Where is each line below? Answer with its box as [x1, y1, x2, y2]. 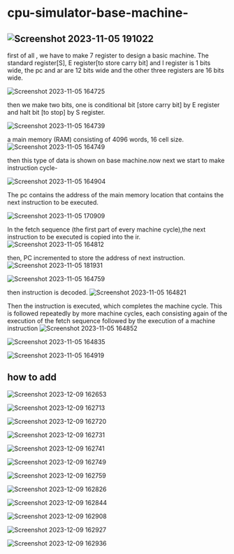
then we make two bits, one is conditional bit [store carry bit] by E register [7, 101, 220, 109]
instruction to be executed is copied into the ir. [7, 233, 141, 241]
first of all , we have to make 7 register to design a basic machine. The [7, 51, 210, 59]
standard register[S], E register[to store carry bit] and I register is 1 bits [7, 59, 211, 67]
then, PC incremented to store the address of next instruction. [7, 254, 185, 262]
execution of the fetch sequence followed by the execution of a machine [7, 317, 215, 325]
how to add [7, 371, 57, 383]
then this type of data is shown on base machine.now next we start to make [7, 156, 225, 164]
